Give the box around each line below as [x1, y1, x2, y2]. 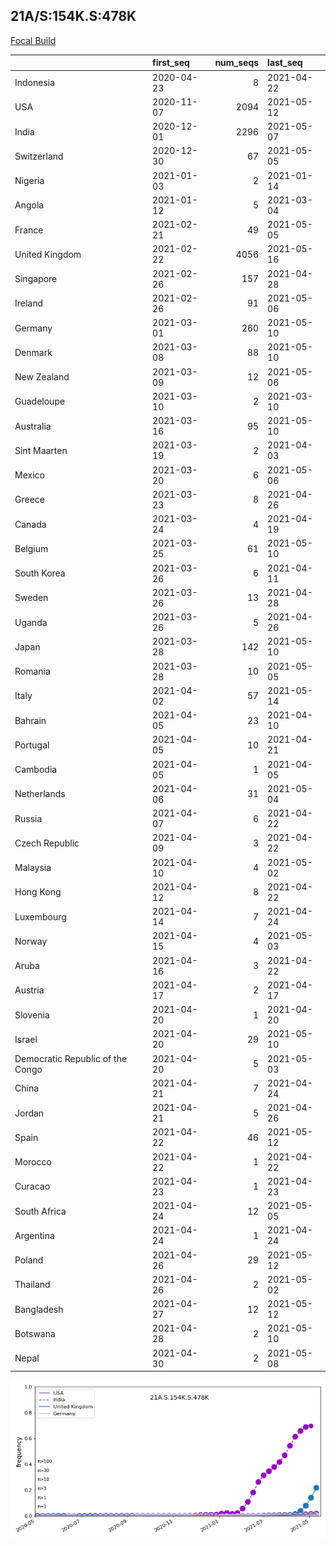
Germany [14, 322, 53, 334]
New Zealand [14, 371, 70, 383]
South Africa [14, 1205, 67, 1217]
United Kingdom [14, 248, 82, 260]
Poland [14, 1254, 44, 1266]
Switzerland [14, 150, 64, 162]
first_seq [152, 57, 190, 69]
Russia [14, 812, 43, 824]
